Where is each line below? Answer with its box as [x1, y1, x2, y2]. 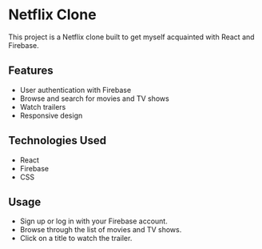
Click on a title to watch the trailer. [19, 234, 133, 243]
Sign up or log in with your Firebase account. [19, 216, 168, 226]
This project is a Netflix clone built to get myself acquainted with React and [8, 32, 255, 42]
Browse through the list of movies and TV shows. [19, 225, 182, 235]
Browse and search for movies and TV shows [19, 94, 169, 103]
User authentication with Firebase [19, 85, 132, 94]
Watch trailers [19, 102, 66, 111]
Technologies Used [8, 134, 106, 147]
